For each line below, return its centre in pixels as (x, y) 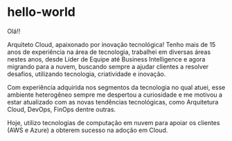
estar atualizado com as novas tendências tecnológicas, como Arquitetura (113, 102)
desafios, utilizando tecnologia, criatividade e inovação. (87, 74)
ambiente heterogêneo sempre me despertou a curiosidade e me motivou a (115, 95)
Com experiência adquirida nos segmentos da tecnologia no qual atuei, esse (116, 87)
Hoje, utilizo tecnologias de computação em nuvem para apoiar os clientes (114, 122)
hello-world (42, 12)
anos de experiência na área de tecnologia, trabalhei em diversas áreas (109, 52)
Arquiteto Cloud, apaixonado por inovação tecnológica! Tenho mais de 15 (111, 44)
